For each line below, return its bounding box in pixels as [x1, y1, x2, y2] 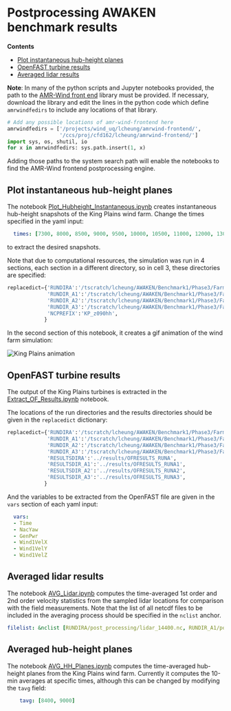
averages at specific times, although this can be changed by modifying [19, 677, 220, 685]
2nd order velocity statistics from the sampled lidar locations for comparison [7, 596, 224, 604]
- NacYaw [13, 526, 38, 533]
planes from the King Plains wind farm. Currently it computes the [26, 669, 210, 677]
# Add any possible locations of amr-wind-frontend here [7, 118, 174, 125]
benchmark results [7, 19, 118, 35]
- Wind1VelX [13, 539, 48, 546]
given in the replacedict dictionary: [7, 415, 108, 424]
